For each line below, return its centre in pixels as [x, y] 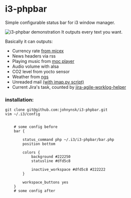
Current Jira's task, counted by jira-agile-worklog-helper [69, 87]
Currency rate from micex [38, 51]
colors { [31, 153]
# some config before [36, 127]
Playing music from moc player [43, 61]
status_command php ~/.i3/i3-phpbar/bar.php [68, 140]
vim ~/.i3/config [23, 114]
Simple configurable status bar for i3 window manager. [60, 22]
